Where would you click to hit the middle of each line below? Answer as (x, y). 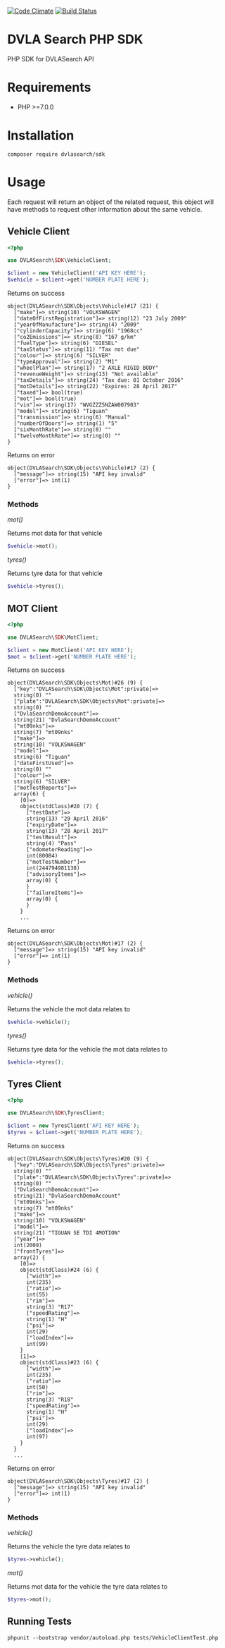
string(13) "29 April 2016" (67, 819)
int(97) (37, 1436)
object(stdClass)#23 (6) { (59, 1362)
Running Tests (39, 1622)
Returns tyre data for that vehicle (55, 573)
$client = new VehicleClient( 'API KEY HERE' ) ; (77, 273)
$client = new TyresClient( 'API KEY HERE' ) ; (73, 1126)
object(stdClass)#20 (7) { (59, 807)
